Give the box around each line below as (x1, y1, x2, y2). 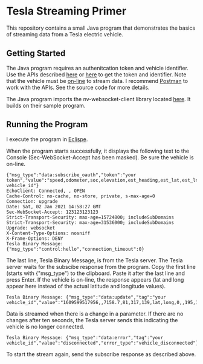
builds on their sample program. (6, 102, 86, 109)
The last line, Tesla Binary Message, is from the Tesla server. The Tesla (6, 256, 183, 264)
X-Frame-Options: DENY (6, 235, 63, 242)
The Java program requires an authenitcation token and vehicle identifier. (6, 64, 189, 71)
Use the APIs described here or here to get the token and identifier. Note (6, 71, 187, 78)
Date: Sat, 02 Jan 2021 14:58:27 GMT (6, 204, 101, 210)
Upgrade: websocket (6, 225, 56, 231)
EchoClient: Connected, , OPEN (6, 188, 85, 194)
